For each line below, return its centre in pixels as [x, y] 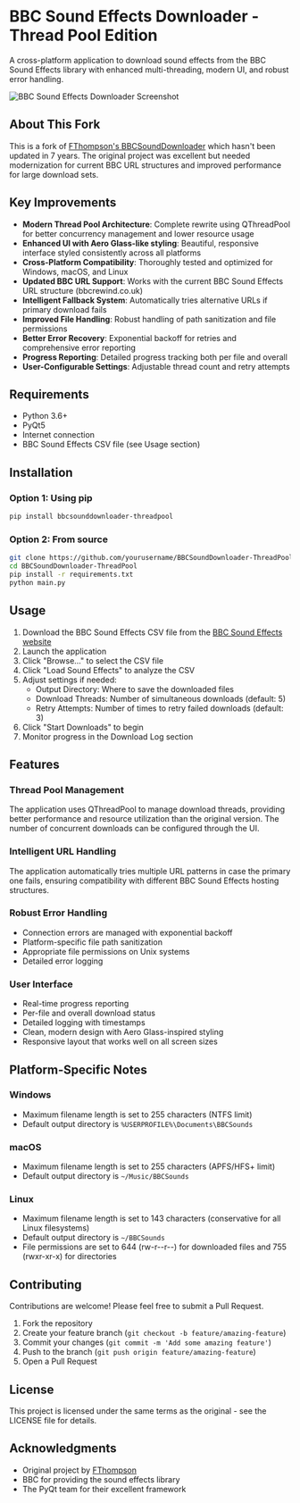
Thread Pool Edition [83, 35]
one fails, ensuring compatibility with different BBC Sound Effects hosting [144, 881]
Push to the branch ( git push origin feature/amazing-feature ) [139, 1352]
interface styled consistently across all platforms [112, 253]
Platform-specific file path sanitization [92, 942]
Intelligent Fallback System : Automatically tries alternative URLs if [145, 300]
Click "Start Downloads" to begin [83, 727]
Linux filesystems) [56, 1228]
